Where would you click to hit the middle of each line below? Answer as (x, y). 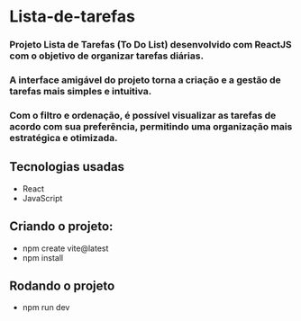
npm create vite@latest (65, 248)
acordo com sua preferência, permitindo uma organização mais (151, 126)
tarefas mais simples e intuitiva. (81, 92)
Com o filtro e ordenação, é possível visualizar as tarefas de (143, 115)
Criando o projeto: (61, 227)
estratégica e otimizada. (64, 138)
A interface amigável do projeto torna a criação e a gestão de (145, 80)
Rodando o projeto (62, 285)
